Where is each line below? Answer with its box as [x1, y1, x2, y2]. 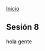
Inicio [6, 5, 20, 12]
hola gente [6, 38, 33, 45]
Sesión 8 [6, 22, 40, 32]
